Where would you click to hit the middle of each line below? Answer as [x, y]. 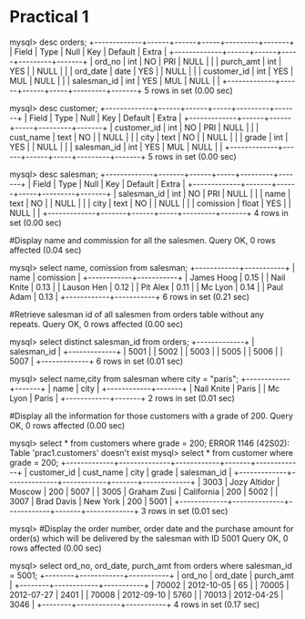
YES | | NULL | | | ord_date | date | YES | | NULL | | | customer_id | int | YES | [152, 71]
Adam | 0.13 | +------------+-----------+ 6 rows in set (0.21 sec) [130, 296]
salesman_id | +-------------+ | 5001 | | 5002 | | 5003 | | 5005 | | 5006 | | [147, 351]
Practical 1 [49, 17]
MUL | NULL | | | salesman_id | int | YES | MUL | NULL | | [115, 80]
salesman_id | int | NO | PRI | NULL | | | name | [204, 193]
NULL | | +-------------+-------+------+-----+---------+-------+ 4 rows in [149, 212]
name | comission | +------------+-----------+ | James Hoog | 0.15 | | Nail [147, 277]
